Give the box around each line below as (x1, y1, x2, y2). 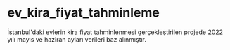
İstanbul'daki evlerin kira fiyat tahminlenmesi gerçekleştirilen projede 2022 (7, 28, 224, 36)
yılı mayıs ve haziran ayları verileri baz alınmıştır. (7, 35, 146, 43)
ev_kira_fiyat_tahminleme (7, 5, 160, 21)
